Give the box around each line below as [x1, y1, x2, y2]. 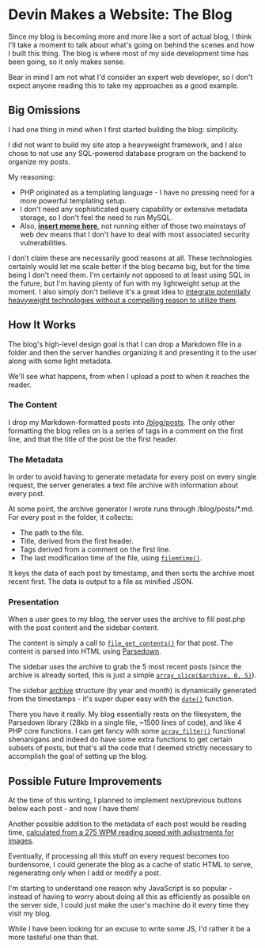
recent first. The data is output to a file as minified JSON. [8, 577, 194, 586]
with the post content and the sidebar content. [8, 623, 160, 632]
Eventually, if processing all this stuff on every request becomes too [8, 851, 229, 861]
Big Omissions [8, 104, 81, 117]
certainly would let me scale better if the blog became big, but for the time [8, 261, 251, 271]
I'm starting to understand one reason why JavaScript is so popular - [8, 884, 233, 893]
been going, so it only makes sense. [8, 57, 126, 66]
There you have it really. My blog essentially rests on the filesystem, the [8, 710, 242, 719]
